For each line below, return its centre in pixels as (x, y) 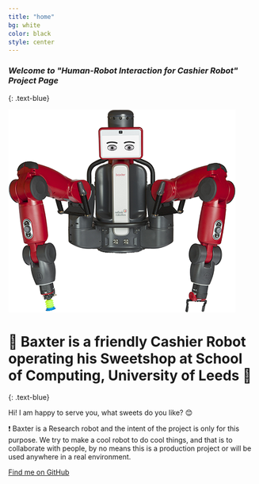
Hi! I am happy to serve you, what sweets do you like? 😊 (100, 412)
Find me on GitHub (39, 472)
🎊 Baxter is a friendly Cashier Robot (127, 341)
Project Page (34, 81)
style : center (32, 42)
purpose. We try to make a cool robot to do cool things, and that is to (120, 440)
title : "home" (32, 17)
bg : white (25, 25)
